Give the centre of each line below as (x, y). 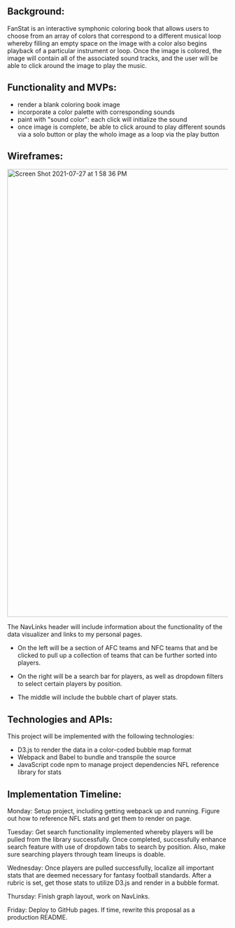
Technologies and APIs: (60, 719)
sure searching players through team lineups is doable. (86, 855)
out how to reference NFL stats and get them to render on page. (100, 819)
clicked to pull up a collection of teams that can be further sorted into (117, 655)
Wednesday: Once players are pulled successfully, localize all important (111, 868)
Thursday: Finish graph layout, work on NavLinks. (79, 897)
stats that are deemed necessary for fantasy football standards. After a (109, 876)
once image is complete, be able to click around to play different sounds (121, 127)
